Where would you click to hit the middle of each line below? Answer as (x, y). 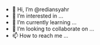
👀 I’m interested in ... (38, 16)
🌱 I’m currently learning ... (44, 22)
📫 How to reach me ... (40, 36)
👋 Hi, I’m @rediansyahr (41, 9)
